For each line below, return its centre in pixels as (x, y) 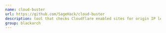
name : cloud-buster (25, 9)
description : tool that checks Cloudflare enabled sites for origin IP (80, 18)
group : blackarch (23, 23)
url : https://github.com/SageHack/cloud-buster (55, 14)
